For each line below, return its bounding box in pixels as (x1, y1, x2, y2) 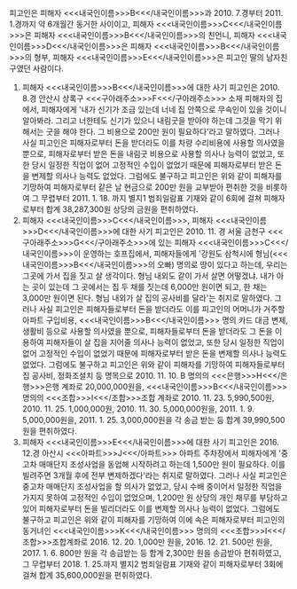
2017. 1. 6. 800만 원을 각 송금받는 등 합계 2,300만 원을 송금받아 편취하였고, (21, 548, 282, 558)
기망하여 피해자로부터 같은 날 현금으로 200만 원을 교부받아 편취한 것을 (21, 182, 264, 192)
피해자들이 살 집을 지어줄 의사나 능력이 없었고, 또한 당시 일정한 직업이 (45, 337, 285, 348)
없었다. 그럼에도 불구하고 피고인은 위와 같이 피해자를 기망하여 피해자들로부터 (21, 359, 285, 370)
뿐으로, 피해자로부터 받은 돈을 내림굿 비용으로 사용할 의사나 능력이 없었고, (21, 149, 276, 159)
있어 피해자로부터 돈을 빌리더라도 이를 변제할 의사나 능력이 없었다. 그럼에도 (21, 504, 281, 514)
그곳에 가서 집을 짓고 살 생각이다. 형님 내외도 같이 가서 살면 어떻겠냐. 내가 (21, 271, 275, 281)
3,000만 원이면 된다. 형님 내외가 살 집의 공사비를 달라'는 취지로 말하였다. (21, 293, 273, 303)
